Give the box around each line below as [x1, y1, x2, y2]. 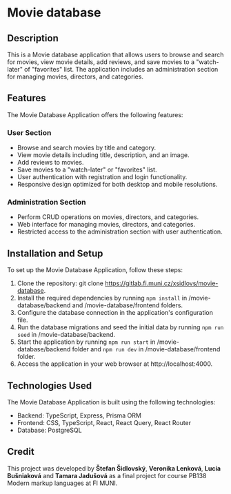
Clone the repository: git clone [17, 279, 103, 287]
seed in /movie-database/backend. [17, 331, 116, 339]
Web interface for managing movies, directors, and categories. [17, 220, 196, 229]
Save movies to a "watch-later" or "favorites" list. [17, 165, 157, 174]
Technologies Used [7, 380, 92, 391]
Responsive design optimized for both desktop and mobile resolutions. [17, 181, 218, 189]
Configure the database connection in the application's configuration [17, 309, 214, 317]
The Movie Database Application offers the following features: [7, 110, 183, 119]
